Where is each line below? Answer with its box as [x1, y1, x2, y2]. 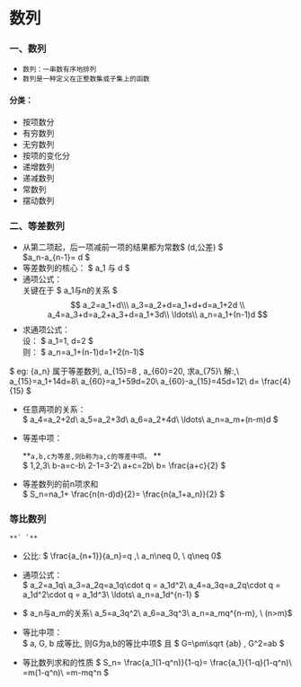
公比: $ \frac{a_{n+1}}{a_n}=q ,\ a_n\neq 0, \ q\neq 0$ [22, 550, 222, 561]
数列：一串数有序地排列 [22, 65, 97, 75]
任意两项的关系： [22, 403, 86, 414]
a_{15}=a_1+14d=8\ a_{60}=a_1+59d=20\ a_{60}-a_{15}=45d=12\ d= [9, 375, 260, 386]
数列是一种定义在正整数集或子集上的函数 [22, 75, 150, 84]
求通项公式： [22, 324, 70, 335]
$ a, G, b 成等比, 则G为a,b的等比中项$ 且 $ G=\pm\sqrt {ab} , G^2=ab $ [22, 639, 285, 649]
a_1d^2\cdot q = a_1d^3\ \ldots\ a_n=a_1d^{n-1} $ [22, 589, 200, 600]
